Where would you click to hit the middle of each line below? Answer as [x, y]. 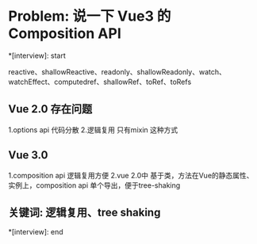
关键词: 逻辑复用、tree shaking [84, 212]
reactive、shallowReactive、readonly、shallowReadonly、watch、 [117, 71]
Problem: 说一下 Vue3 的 [90, 16]
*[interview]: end [36, 232]
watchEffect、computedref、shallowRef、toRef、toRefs [100, 82]
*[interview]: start [37, 55]
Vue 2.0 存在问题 [50, 109]
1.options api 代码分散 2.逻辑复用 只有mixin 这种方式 [93, 130]
